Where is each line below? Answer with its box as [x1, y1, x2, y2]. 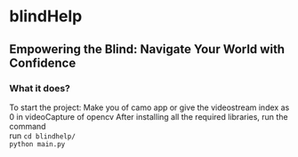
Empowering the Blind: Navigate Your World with [9, 42, 286, 57]
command [9, 121, 46, 131]
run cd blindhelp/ [9, 130, 76, 141]
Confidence [9, 55, 77, 70]
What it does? [9, 82, 71, 94]
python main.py [9, 139, 66, 148]
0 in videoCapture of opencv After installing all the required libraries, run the [9, 111, 288, 122]
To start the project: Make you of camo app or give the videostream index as [9, 102, 290, 113]
